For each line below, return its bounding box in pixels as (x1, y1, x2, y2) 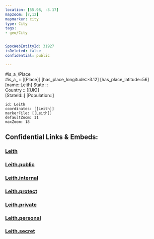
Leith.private (5, 201, 37, 208)
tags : (5, 26, 16, 31)
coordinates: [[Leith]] (5, 106, 55, 111)
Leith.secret (5, 228, 35, 235)
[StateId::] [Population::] (5, 92, 54, 98)
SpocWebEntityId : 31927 (5, 44, 55, 49)
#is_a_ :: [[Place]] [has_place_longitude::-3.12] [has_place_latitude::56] (5, 76, 149, 82)
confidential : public (5, 53, 50, 58)
